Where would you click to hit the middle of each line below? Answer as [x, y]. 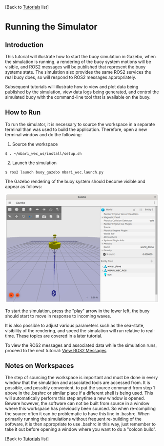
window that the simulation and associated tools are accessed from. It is [78, 382]
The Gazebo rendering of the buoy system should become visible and [75, 181]
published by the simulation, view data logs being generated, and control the [82, 92]
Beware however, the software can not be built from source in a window [77, 404]
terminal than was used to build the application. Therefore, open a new [76, 129]
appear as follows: [24, 186]
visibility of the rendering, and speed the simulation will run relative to [75, 330]
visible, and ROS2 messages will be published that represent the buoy [75, 67]
